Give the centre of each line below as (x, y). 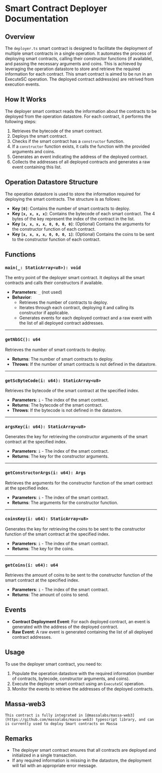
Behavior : (22, 297)
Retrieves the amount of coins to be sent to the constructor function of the (79, 575)
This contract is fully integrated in (44, 715)
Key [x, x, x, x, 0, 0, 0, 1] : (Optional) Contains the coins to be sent (83, 234)
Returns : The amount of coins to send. (50, 595)
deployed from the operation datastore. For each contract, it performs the (78, 116)
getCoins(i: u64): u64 (32, 565)
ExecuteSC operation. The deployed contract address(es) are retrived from (80, 79)
